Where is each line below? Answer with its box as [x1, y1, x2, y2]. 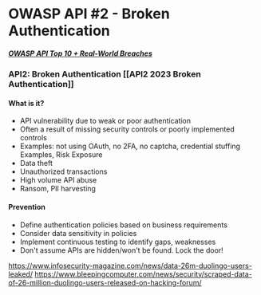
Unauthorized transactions [19, 167, 108, 176]
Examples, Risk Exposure [19, 150, 103, 159]
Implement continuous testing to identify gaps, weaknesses [19, 237, 216, 246]
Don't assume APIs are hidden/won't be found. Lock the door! [19, 245, 223, 255]
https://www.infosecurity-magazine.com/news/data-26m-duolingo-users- [8, 261, 253, 270]
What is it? [8, 98, 45, 108]
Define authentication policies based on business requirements [19, 220, 227, 230]
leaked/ [8, 269, 34, 279]
